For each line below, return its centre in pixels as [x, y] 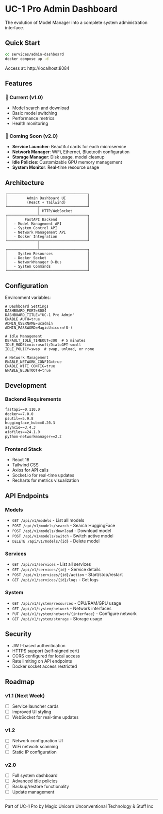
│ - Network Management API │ [48, 233]
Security [18, 634]
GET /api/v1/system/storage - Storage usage [57, 618]
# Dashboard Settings [27, 307]
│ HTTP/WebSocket [55, 211]
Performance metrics [33, 119]
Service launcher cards [35, 706]
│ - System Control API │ [48, 228]
